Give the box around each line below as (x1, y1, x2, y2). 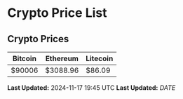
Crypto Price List (7, 5, 107, 21)
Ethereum (45, 54, 79, 63)
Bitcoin (12, 54, 37, 63)
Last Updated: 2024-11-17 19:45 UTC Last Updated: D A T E (7, 84, 176, 92)
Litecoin (85, 54, 114, 63)
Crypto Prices (7, 33, 69, 45)
